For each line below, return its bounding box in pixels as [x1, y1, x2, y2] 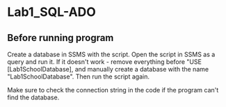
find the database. [7, 93, 60, 101]
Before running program [7, 32, 114, 44]
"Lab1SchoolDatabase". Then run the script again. [7, 72, 150, 81]
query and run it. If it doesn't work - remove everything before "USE [7, 58, 202, 66]
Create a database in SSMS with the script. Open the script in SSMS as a [7, 50, 216, 58]
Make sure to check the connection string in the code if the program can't [7, 86, 219, 94]
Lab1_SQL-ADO [7, 4, 96, 20]
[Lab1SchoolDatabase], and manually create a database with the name [7, 65, 209, 73]
